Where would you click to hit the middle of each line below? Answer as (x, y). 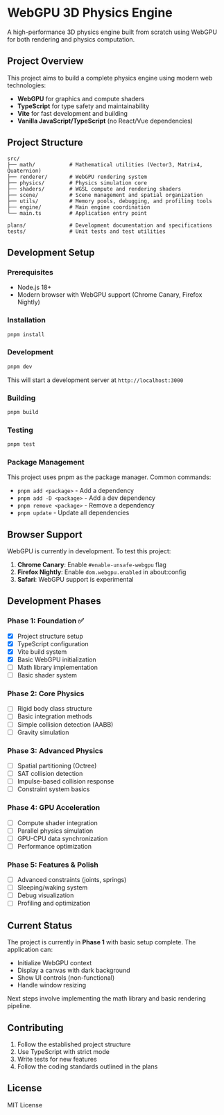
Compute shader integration (58, 822)
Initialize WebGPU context (54, 963)
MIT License (25, 1105)
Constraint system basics (53, 789)
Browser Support (45, 534)
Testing (20, 430)
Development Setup (51, 252)
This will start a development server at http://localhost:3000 (95, 380)
